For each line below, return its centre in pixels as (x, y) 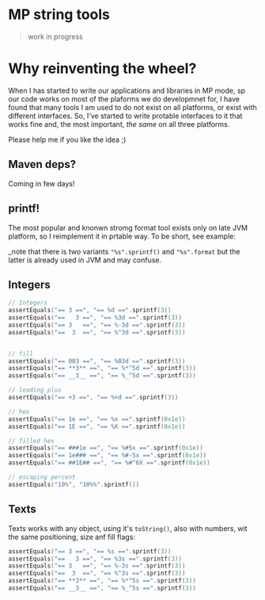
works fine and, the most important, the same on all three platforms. (119, 124)
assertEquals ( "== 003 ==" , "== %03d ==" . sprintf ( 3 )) (97, 361)
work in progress (55, 36)
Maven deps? (42, 164)
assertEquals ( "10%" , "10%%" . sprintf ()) (74, 484)
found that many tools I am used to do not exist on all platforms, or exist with (132, 107)
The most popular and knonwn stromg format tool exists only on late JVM (128, 227)
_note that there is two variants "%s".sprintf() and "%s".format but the (124, 251)
